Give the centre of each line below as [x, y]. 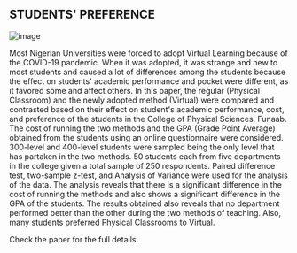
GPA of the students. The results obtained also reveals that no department [145, 203]
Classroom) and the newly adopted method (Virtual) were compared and [142, 100]
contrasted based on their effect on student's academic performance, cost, [147, 109]
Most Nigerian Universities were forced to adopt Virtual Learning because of [148, 53]
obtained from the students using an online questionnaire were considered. [146, 137]
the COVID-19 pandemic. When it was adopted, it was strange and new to [144, 62]
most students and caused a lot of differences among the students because [148, 72]
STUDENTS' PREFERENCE [82, 15]
